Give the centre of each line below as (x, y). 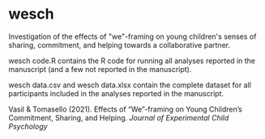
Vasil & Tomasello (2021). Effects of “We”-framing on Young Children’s (126, 109)
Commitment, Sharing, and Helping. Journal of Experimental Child (119, 117)
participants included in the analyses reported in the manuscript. (116, 93)
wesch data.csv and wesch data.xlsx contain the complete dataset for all (130, 85)
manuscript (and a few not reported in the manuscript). (100, 69)
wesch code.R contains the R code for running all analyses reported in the (132, 61)
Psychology (28, 126)
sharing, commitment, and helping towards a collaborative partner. (120, 44)
